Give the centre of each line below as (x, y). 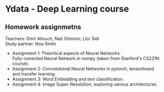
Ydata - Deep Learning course (67, 9)
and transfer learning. (34, 74)
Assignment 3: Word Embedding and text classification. (68, 79)
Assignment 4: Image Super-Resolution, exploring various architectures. (85, 84)
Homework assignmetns (43, 27)
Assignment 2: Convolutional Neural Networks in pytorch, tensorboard (83, 69)
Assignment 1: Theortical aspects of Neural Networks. (67, 53)
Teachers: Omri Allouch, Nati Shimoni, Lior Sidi (52, 38)
